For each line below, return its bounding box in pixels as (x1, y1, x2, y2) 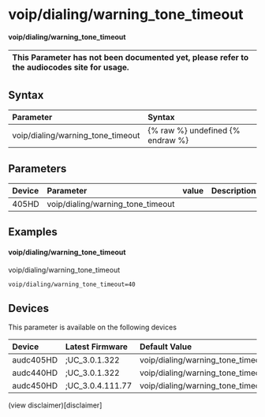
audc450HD (12, 381, 58, 392)
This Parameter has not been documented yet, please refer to (12, 52, 249, 63)
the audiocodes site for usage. (12, 62, 129, 73)
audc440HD (12, 367, 58, 378)
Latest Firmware (65, 341, 129, 352)
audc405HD (12, 355, 58, 366)
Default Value (139, 341, 192, 352)
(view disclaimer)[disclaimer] (8, 400, 103, 410)
